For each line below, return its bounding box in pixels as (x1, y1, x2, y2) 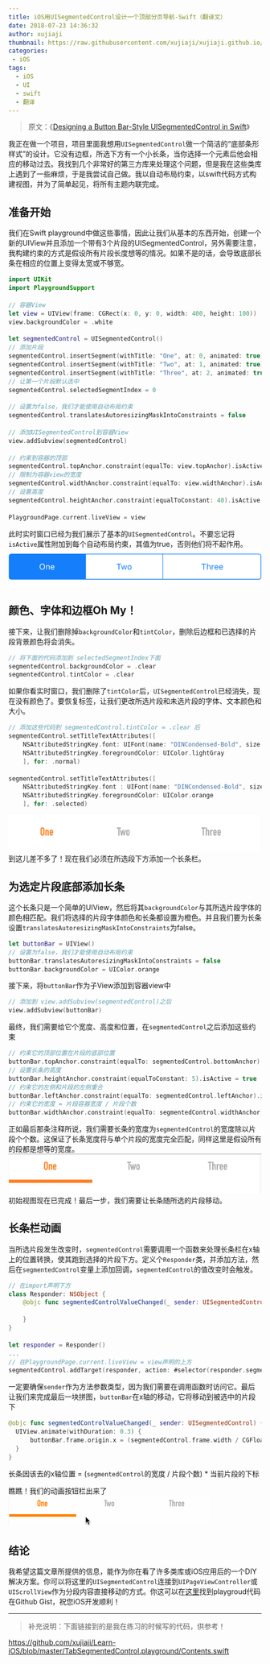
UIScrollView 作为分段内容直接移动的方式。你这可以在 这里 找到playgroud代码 (8, 1587, 261, 1596)
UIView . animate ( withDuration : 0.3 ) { (15, 1428, 142, 1436)
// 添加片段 (8, 343, 44, 352)
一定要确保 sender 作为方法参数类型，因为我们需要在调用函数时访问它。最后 (8, 1382, 256, 1392)
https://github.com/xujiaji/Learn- (8, 1637, 117, 1647)
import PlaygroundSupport (8, 284, 95, 292)
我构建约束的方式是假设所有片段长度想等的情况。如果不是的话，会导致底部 (8, 248, 255, 258)
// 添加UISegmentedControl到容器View (8, 428, 129, 437)
